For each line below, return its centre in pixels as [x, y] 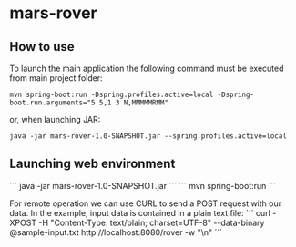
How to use [42, 47]
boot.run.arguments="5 [52, 103]
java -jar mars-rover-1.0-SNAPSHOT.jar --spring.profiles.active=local [148, 136]
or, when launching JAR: [55, 119]
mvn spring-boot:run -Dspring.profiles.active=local [112, 94]
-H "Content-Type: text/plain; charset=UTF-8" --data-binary [152, 222]
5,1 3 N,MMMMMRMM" [134, 103]
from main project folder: [56, 78]
